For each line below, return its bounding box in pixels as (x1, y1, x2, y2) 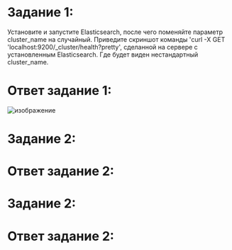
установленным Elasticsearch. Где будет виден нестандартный (7, 50, 199, 59)
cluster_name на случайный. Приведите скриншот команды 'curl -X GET (7, 35, 226, 43)
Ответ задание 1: (7, 83, 112, 99)
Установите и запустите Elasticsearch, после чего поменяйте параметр (7, 28, 223, 36)
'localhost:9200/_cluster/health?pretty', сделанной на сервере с (7, 42, 199, 51)
